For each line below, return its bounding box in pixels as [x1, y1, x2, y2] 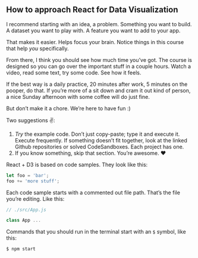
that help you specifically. [6, 45, 70, 52]
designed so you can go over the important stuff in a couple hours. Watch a [6, 63, 191, 70]
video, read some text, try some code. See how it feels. [6, 69, 142, 76]
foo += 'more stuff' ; [6, 178, 60, 184]
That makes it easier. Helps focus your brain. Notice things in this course [6, 38, 184, 45]
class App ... [6, 217, 42, 223]
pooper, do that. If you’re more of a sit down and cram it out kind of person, [6, 86, 191, 94]
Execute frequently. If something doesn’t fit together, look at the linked [14, 136, 187, 144]
